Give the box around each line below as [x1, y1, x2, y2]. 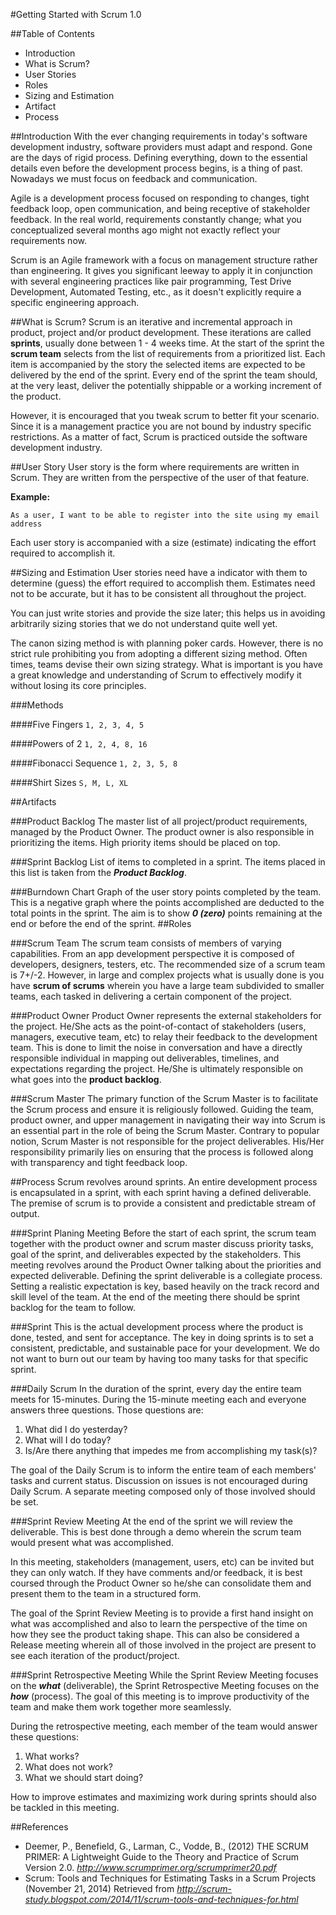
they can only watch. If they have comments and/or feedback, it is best [10, 1567, 303, 1578]
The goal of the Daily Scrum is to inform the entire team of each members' [10, 1464, 317, 1476]
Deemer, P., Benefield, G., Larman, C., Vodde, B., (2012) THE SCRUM [24, 1840, 309, 1852]
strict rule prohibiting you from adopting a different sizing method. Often [10, 648, 308, 659]
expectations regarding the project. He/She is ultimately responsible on [10, 1063, 304, 1074]
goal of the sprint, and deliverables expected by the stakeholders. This [10, 1249, 302, 1260]
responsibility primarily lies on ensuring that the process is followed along [10, 1146, 314, 1158]
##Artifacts [10, 796, 57, 808]
